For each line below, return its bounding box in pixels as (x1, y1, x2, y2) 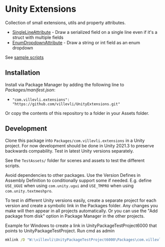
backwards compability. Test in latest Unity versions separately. (5, 148, 134, 154)
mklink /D (5, 237, 26, 242)
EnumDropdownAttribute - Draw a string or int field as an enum (12, 39, 140, 45)
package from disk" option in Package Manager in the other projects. (5, 213, 145, 219)
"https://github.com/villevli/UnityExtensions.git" (12, 102, 120, 107)
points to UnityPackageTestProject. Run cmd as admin (5, 227, 115, 234)
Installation (5, 69, 40, 77)
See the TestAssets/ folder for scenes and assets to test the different (5, 157, 145, 163)
